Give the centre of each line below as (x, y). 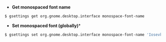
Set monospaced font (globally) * (46, 25)
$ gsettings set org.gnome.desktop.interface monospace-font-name (75, 35)
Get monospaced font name (41, 7)
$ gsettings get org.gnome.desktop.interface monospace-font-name (75, 16)
